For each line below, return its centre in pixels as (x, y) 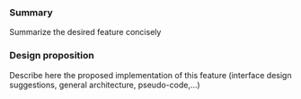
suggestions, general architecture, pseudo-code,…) (105, 85)
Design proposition (52, 56)
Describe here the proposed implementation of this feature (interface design (150, 75)
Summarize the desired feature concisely (85, 32)
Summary (31, 13)
